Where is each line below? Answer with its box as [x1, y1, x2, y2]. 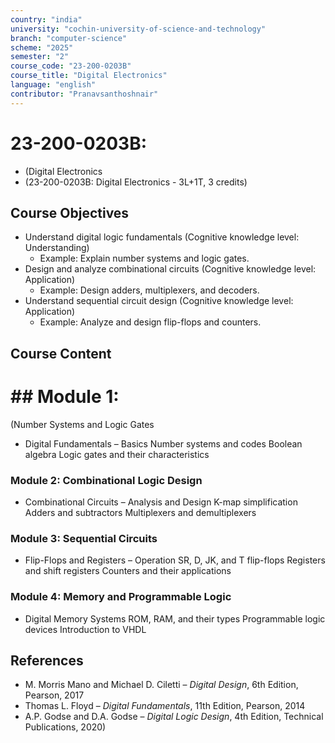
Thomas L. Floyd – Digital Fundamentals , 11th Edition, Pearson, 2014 [24, 700, 306, 712]
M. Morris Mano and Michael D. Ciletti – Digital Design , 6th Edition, [24, 679, 299, 691]
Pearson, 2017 [24, 689, 85, 701]
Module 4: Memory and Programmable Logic [10, 590, 232, 604]
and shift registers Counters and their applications [24, 565, 232, 577]
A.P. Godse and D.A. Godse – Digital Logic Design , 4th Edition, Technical [24, 711, 324, 723]
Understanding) [24, 242, 90, 254]
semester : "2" [10, 52, 70, 62]
